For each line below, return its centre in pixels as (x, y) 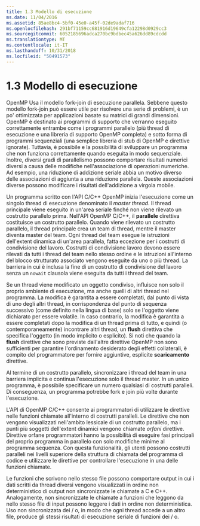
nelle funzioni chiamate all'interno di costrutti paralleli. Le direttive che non (98, 416)
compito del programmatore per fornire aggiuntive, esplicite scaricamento (98, 354)
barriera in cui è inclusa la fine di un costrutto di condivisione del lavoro (94, 266)
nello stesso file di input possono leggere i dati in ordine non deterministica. (99, 504)
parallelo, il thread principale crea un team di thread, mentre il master (91, 229)
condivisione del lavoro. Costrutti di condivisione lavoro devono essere (93, 247)
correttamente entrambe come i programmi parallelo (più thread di (88, 128)
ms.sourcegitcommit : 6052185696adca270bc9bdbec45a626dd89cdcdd (87, 34)
